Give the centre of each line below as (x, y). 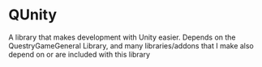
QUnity (32, 15)
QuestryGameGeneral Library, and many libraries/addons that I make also (131, 45)
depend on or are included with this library (79, 54)
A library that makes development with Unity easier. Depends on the (122, 37)
